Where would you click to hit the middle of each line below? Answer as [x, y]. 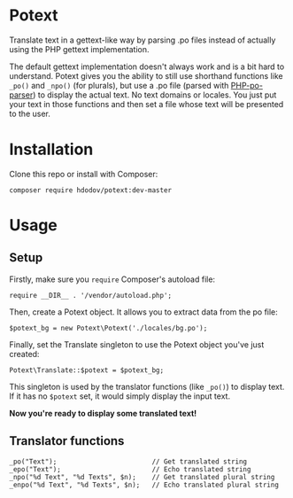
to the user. [30, 113]
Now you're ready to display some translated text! [103, 413]
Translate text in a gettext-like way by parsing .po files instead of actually [143, 40]
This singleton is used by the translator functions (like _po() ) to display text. [147, 386]
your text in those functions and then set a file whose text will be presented [146, 104]
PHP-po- [247, 85]
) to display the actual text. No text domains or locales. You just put [154, 95]
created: [24, 354]
